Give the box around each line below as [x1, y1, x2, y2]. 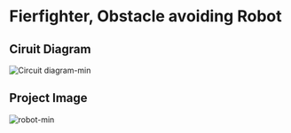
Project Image [9, 90, 88, 106]
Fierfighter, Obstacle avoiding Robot [9, 6, 282, 27]
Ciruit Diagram [9, 42, 91, 57]
